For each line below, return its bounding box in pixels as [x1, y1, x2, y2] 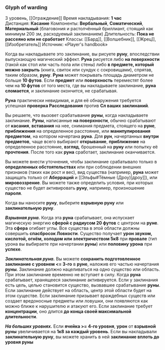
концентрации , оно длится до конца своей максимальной [5, 308, 132, 314]
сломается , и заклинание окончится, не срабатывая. [5, 88, 118, 94]
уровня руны [5, 339, 34, 345]
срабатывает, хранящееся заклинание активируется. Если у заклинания [5, 277, 158, 283]
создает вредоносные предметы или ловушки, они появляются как [5, 298, 148, 304]
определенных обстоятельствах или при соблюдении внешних [5, 164, 142, 170]
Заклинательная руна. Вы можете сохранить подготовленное [5, 256, 141, 262]
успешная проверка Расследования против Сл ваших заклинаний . [5, 103, 149, 109]
